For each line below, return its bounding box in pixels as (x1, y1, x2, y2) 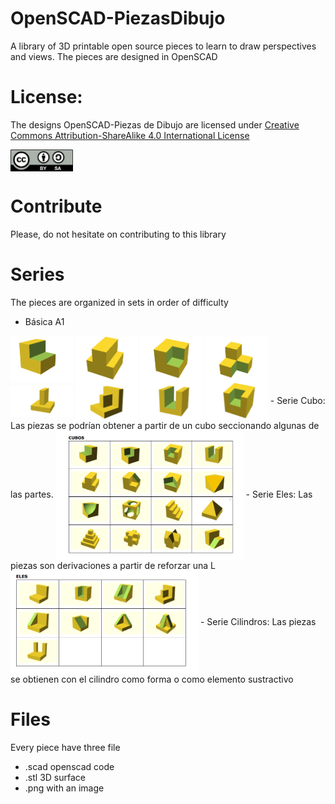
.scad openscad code (24, 760, 115, 772)
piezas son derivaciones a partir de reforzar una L (10, 559, 216, 571)
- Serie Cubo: (269, 394, 326, 406)
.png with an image (24, 782, 105, 794)
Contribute (10, 195, 103, 218)
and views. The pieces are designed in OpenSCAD (10, 50, 218, 62)
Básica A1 (24, 315, 65, 327)
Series (10, 263, 65, 286)
